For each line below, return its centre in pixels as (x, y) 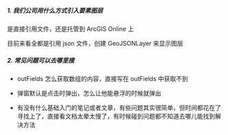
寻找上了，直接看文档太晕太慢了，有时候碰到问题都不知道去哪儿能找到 (116, 116)
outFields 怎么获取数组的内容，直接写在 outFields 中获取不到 (102, 78)
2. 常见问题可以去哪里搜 (41, 60)
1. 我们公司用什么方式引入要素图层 (55, 10)
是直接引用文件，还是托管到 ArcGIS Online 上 (71, 29)
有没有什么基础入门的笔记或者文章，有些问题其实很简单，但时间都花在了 (119, 107)
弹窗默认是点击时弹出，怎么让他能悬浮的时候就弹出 (89, 93)
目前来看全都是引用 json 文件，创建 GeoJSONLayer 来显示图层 (95, 43)
